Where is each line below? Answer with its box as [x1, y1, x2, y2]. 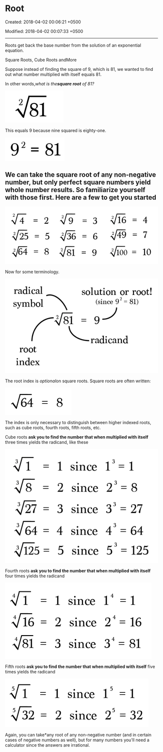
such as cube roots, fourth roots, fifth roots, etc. [5, 425, 101, 431]
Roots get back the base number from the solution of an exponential [5, 42, 142, 48]
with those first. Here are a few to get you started [5, 194, 157, 202]
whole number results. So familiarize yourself [5, 186, 146, 194]
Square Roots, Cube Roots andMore [5, 57, 77, 63]
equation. [5, 47, 24, 53]
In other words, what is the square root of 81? [5, 81, 95, 86]
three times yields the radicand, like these [5, 440, 89, 445]
